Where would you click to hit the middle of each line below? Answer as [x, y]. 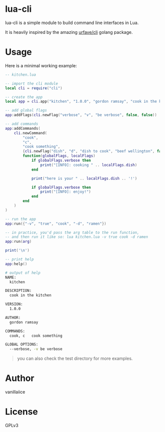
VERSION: [14, 304]
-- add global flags [26, 111]
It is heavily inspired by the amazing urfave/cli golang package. [69, 32]
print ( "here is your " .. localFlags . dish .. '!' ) [84, 178]
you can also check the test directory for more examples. [75, 359]
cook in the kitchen [30, 295]
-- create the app [24, 97]
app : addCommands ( [23, 128]
